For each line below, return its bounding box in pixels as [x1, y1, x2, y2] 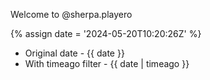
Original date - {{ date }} [24, 47, 125, 59]
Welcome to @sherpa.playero [10, 9, 133, 20]
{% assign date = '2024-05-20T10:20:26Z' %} [10, 28, 202, 39]
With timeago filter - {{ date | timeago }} [24, 58, 190, 69]
